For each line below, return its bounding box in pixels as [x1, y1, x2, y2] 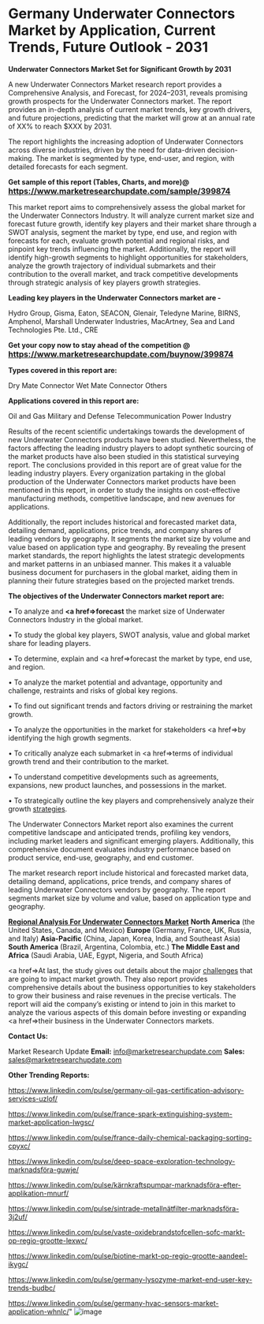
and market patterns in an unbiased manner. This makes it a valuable [8, 559, 232, 569]
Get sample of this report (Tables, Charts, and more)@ [8, 177, 190, 186]
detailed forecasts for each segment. [8, 162, 128, 171]
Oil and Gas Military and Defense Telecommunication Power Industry [8, 411, 232, 420]
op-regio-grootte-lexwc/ [8, 1236, 88, 1245]
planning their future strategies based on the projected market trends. [8, 576, 235, 585]
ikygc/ [8, 1259, 29, 1269]
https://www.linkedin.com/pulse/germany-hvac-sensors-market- [8, 1298, 219, 1307]
